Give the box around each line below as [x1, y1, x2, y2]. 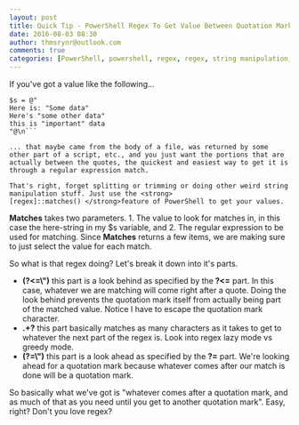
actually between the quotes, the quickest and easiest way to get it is [9, 158, 289, 167]
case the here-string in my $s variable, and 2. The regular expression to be [9, 222, 284, 232]
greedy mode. [21, 341, 74, 352]
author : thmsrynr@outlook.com [9, 37, 122, 47]
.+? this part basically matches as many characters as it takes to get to [21, 323, 282, 333]
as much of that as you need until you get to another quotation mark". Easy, [9, 397, 286, 407]
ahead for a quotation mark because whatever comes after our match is [21, 361, 286, 371]
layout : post [9, 12, 58, 22]
